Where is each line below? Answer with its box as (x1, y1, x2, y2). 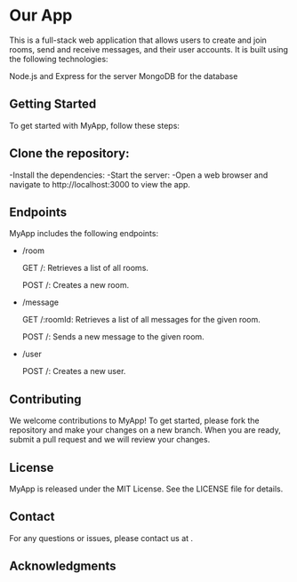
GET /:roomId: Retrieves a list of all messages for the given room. (21, 315, 261, 325)
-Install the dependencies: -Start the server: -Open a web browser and (9, 170, 269, 180)
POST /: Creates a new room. (21, 280, 130, 291)
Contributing (9, 392, 82, 407)
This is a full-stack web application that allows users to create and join (9, 35, 267, 45)
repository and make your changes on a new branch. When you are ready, (9, 425, 282, 435)
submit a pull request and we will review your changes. (9, 435, 211, 445)
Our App (9, 5, 73, 26)
